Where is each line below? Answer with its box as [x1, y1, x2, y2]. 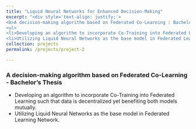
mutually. [14, 104, 37, 111]
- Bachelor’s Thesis [6, 78, 62, 86]
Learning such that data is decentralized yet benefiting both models [14, 97, 178, 105]
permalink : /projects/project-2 [6, 47, 85, 53]
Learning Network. [14, 116, 60, 123]
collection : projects [6, 41, 59, 47]
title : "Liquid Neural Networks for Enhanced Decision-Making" [6, 8, 163, 15]
